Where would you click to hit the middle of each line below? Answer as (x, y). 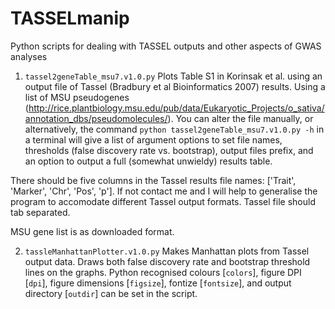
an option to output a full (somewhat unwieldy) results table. (148, 161)
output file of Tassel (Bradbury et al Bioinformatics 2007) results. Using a (175, 86)
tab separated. (40, 212)
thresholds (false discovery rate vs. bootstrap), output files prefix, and (169, 150)
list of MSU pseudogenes (77, 97)
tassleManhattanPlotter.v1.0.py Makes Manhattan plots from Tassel (167, 251)
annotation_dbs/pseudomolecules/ (96, 118)
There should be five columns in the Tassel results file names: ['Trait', (153, 180)
